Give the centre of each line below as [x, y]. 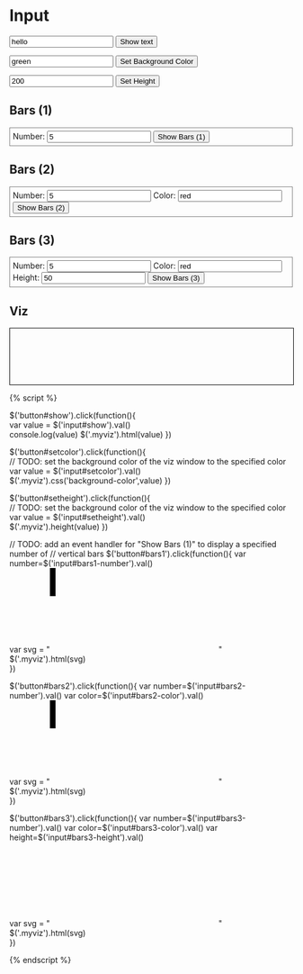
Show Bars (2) [41, 207]
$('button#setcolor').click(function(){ [78, 452]
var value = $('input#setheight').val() [77, 518]
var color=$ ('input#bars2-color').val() [134, 696]
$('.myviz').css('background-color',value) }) [90, 481]
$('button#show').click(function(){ [73, 416]
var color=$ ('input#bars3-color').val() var [141, 828]
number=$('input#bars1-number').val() [81, 564]
